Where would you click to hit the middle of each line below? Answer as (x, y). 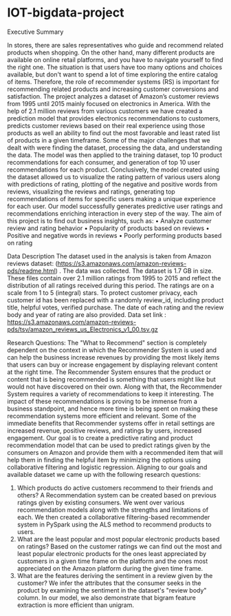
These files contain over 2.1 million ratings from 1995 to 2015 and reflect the (114, 278)
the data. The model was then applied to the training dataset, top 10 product (114, 155)
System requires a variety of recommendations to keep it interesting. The (111, 393)
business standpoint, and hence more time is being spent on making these (113, 409)
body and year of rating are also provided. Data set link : (87, 314)
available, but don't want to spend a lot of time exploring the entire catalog (112, 74)
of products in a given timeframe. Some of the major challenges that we (109, 140)
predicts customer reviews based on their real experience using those (106, 125)
